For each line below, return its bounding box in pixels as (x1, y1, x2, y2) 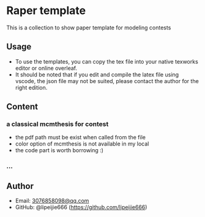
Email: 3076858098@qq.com (15, 197, 89, 205)
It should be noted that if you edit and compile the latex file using (15, 71, 179, 78)
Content (6, 101, 39, 112)
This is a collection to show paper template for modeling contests (6, 24, 171, 31)
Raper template (6, 4, 86, 18)
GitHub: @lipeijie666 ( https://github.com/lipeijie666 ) (15, 204, 147, 211)
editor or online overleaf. (15, 64, 78, 72)
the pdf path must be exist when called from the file (15, 134, 146, 141)
